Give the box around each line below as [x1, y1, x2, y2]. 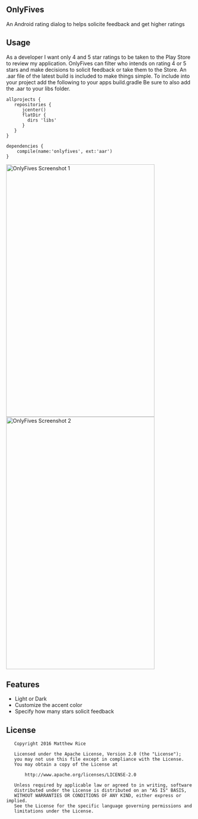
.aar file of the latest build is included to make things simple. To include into [6, 72, 190, 79]
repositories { [14, 101, 52, 107]
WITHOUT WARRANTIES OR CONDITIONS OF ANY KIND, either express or [14, 793, 182, 799]
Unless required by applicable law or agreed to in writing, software [14, 782, 193, 788]
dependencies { [6, 143, 44, 149]
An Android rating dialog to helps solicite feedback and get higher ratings [6, 20, 185, 27]
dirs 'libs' [27, 117, 58, 123]
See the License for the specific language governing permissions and [14, 803, 193, 809]
